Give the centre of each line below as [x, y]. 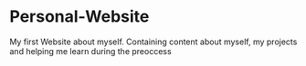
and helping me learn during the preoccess [90, 51]
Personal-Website [79, 17]
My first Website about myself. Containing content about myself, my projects [153, 42]
